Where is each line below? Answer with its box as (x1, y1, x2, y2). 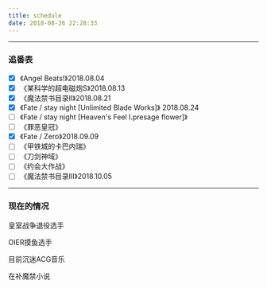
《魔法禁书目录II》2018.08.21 (19, 93, 111, 103)
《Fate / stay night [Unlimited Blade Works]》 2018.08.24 (19, 103, 199, 112)
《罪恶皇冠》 (19, 123, 62, 132)
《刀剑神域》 (19, 152, 62, 162)
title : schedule (8, 11, 62, 20)
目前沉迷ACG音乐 (8, 254, 65, 263)
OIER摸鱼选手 (8, 237, 52, 247)
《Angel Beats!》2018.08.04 (19, 73, 105, 83)
